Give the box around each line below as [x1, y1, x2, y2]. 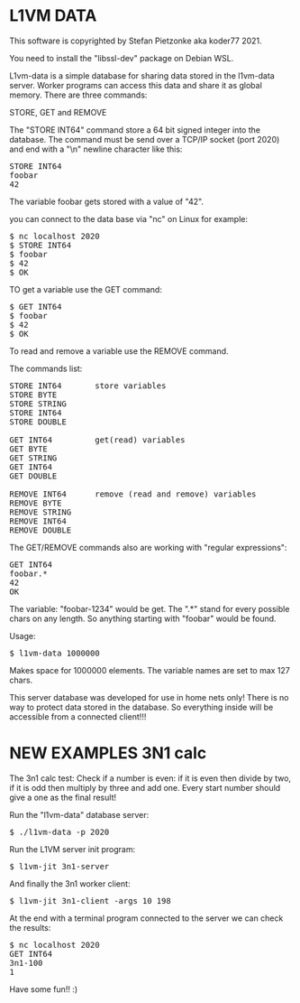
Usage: [9, 630, 36, 641]
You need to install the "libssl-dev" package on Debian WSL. [9, 52, 234, 63]
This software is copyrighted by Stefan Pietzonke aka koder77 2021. [9, 35, 263, 46]
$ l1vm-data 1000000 [9, 647, 101, 658]
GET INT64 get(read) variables [9, 434, 186, 445]
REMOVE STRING [9, 506, 72, 517]
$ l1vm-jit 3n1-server [9, 861, 110, 871]
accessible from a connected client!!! [9, 710, 147, 722]
